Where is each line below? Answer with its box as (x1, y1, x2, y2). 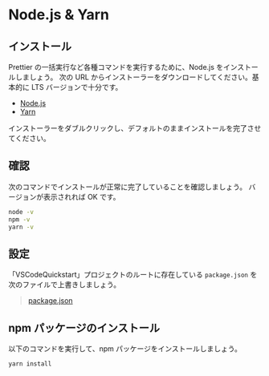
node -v (8, 208, 35, 216)
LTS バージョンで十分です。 (31, 83, 123, 91)
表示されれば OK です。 (43, 192, 120, 201)
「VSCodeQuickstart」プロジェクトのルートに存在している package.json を (8, 270, 258, 280)
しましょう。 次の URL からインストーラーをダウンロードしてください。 (14, 72, 253, 82)
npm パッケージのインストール (8, 321, 161, 334)
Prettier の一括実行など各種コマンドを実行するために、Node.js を (8, 63, 224, 71)
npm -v (8, 215, 31, 224)
